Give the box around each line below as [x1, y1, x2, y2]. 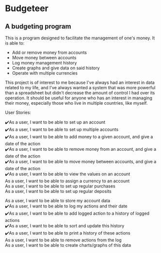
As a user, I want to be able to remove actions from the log [5, 237, 122, 243]
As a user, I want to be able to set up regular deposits [5, 189, 112, 194]
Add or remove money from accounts [12, 49, 87, 55]
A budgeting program [5, 22, 71, 31]
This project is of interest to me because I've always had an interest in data [5, 79, 155, 85]
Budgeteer [5, 3, 48, 14]
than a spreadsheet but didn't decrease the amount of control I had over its [5, 90, 155, 95]
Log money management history [12, 60, 77, 65]
